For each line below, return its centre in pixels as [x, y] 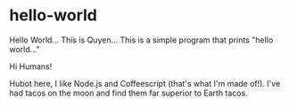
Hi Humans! [31, 66]
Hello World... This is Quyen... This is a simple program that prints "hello [141, 40]
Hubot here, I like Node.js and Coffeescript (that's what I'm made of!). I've [145, 83]
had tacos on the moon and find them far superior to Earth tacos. [128, 93]
